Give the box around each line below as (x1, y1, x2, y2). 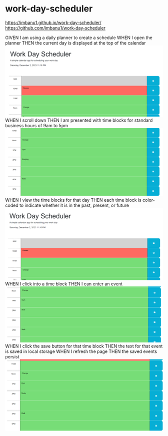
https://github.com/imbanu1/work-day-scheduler (5, 25, 106, 31)
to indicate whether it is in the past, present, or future (19, 202, 129, 208)
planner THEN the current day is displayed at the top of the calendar (5, 40, 146, 46)
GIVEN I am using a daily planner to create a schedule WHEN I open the (5, 35, 152, 41)
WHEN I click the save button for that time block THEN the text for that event (5, 343, 163, 349)
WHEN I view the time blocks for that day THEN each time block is (5, 197, 141, 203)
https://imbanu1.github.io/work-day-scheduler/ (5, 20, 101, 26)
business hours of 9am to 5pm (5, 123, 68, 129)
